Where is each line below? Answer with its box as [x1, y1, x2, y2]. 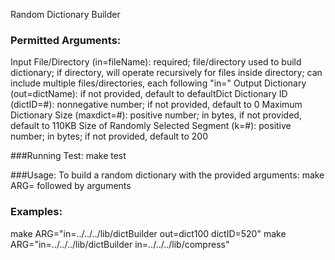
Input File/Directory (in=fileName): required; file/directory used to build [10, 56, 302, 68]
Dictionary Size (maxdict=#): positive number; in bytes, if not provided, [10, 109, 302, 121]
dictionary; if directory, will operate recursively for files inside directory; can [10, 67, 323, 79]
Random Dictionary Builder [10, 9, 121, 20]
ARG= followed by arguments [10, 180, 132, 192]
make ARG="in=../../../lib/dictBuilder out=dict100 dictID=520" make [10, 227, 287, 239]
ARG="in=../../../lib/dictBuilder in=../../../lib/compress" [10, 238, 230, 250]
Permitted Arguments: [10, 33, 122, 47]
